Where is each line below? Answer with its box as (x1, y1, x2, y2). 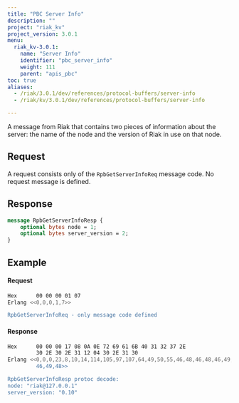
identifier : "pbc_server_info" (20, 57, 113, 64)
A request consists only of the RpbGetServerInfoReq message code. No (7, 169, 215, 178)
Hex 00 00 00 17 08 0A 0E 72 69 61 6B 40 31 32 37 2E (7, 343, 186, 350)
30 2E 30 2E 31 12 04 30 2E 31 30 (36, 350, 139, 357)
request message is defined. (7, 177, 91, 185)
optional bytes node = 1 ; (20, 223, 97, 230)
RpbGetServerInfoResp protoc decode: (7, 376, 119, 383)
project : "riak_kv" (7, 24, 65, 31)
